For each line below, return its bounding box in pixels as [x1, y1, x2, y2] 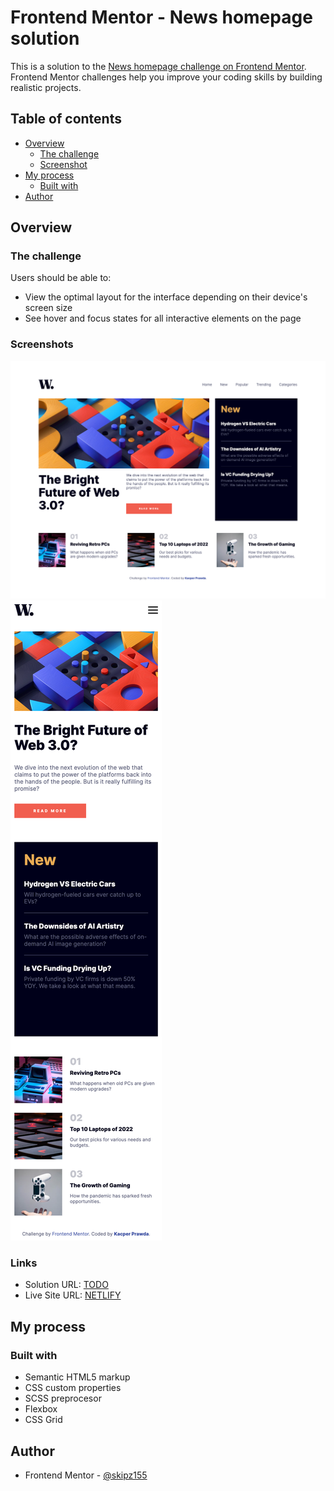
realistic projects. [10, 81, 82, 93]
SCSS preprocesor [24, 1392, 102, 1405]
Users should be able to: [10, 272, 112, 284]
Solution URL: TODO [24, 1279, 109, 1291]
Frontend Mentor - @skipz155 [24, 1469, 148, 1481]
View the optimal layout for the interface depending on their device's [24, 291, 308, 303]
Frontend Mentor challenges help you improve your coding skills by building [10, 71, 323, 83]
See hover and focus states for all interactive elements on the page [24, 312, 302, 325]
